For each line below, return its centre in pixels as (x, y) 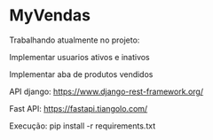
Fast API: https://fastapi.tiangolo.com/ (79, 108)
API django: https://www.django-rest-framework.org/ (106, 91)
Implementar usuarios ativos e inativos (80, 57)
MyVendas (50, 16)
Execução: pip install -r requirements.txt (83, 126)
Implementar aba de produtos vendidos (81, 74)
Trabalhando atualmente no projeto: (75, 40)
